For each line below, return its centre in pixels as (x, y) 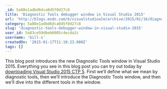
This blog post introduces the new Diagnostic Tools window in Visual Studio (83, 61)
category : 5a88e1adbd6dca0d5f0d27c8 (43, 24)
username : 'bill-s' (25, 38)
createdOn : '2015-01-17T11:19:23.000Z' (46, 42)
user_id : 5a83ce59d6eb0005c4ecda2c (42, 33)
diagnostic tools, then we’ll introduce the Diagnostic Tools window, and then (83, 77)
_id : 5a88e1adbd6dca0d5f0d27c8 (38, 10)
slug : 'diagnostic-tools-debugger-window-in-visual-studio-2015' (74, 28)
